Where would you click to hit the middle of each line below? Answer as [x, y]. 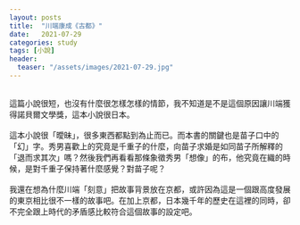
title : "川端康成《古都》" [56, 26]
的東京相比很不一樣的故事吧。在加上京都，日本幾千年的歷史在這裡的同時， [146, 200]
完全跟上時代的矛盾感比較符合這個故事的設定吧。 [107, 212]
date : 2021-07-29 [46, 34]
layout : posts [36, 17]
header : [24, 59]
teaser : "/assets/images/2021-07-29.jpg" [96, 68]
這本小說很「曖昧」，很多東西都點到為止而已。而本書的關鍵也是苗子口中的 [144, 135]
